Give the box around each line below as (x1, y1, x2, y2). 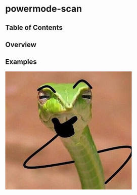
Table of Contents (5, 23, 63, 32)
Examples (5, 58, 37, 66)
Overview (5, 40, 37, 49)
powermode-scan (5, 3, 82, 15)
